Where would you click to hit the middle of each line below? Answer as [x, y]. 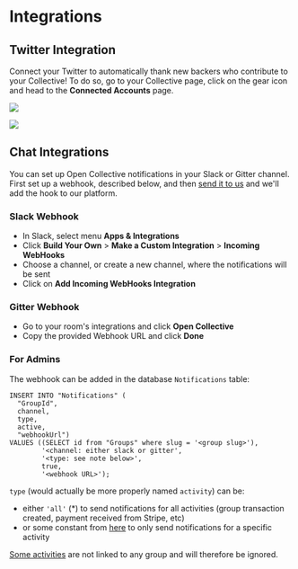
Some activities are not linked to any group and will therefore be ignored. [144, 554]
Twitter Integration [63, 50]
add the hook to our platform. [64, 193]
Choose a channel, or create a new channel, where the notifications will [154, 265]
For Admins [35, 360]
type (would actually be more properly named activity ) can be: [127, 491]
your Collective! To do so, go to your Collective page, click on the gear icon [149, 81]
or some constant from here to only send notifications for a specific [147, 527]
